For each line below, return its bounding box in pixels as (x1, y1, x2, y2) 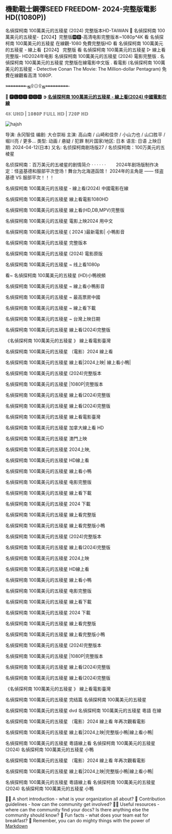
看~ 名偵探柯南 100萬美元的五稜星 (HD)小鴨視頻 (5, 272, 106, 278)
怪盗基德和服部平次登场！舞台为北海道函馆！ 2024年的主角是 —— (14, 168, 154, 174)
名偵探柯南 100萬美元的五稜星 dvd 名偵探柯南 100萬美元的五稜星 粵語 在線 (5, 707, 162, 713)
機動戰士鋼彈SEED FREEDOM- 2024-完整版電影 (5, 5, 157, 14)
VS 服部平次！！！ (15, 174, 55, 180)
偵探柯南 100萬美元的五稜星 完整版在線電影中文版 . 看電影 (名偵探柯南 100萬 (5, 59, 165, 66)
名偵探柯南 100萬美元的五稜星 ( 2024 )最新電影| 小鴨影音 (5, 228, 125, 234)
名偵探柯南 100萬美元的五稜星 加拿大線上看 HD (5, 424, 104, 431)
